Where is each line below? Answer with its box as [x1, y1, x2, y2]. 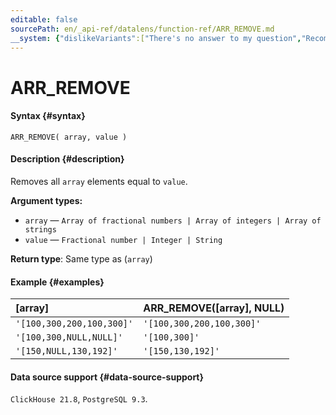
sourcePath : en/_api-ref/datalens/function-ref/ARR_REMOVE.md [10, 24, 275, 34]
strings [24, 224, 57, 235]
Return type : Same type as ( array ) [10, 252, 153, 265]
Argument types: [10, 194, 83, 206]
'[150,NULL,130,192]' [15, 346, 118, 357]
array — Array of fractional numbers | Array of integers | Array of [24, 214, 322, 226]
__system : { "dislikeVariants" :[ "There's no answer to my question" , [10, 33, 302, 43]
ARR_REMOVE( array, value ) [10, 132, 128, 142]
